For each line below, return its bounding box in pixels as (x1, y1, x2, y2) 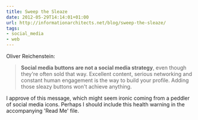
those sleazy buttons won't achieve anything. (20, 83, 132, 90)
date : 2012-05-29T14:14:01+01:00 (6, 14, 89, 20)
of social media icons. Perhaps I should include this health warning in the (6, 101, 186, 108)
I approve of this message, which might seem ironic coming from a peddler (6, 94, 190, 102)
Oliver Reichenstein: (6, 53, 55, 59)
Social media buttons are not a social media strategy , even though (20, 64, 187, 71)
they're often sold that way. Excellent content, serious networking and (20, 71, 192, 77)
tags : (6, 25, 20, 31)
